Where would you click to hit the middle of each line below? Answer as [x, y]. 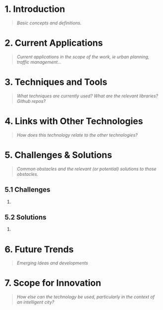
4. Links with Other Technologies [74, 121]
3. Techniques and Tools [56, 82]
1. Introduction [35, 9]
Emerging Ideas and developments [52, 263]
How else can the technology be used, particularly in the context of [85, 297]
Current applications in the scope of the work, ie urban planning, [83, 57]
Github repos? [31, 101]
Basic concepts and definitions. [49, 23]
